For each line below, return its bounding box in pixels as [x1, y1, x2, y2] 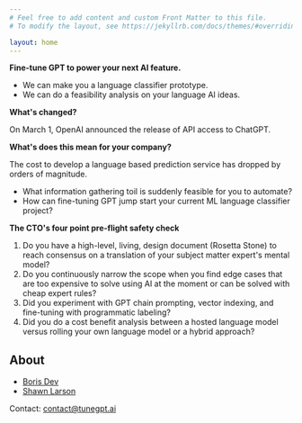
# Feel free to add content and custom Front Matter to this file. [9, 13, 268, 22]
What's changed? [9, 107, 77, 118]
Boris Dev [22, 376, 59, 387]
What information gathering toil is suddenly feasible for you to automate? [22, 186, 293, 197]
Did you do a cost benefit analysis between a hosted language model [22, 317, 279, 328]
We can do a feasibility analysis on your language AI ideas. [22, 89, 241, 100]
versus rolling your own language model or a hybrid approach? [22, 326, 255, 337]
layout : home [9, 38, 58, 47]
